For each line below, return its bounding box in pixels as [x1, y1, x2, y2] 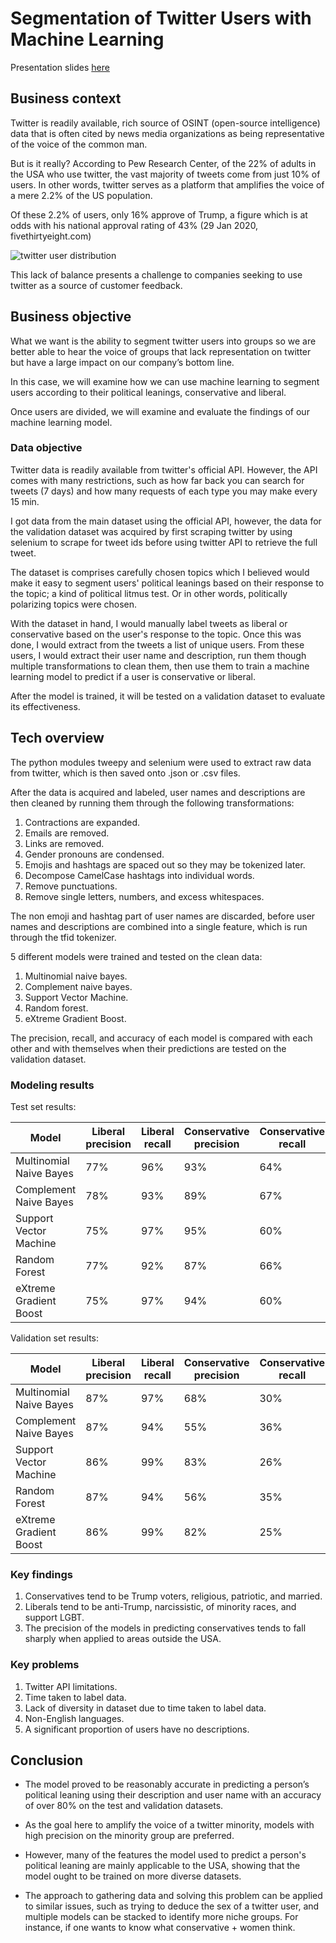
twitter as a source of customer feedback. [10, 279, 183, 291]
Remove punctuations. [24, 880, 118, 892]
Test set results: [10, 1100, 77, 1112]
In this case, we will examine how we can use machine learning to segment [10, 375, 320, 387]
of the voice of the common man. [10, 138, 148, 150]
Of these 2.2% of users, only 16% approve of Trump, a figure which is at [10, 208, 308, 221]
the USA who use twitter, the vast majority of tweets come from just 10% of [10, 168, 321, 180]
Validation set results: [10, 1332, 99, 1344]
